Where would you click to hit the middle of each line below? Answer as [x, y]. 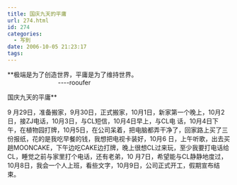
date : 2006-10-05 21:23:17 [47, 47]
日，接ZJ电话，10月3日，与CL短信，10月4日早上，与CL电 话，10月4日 [110, 120]
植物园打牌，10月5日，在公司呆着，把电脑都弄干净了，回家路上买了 [124, 130]
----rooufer [74, 82]
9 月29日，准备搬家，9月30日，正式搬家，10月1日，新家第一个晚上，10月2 [116, 112]
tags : [15, 54]
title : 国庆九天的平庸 [37, 14]
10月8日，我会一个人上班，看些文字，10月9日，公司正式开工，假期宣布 [111, 165]
